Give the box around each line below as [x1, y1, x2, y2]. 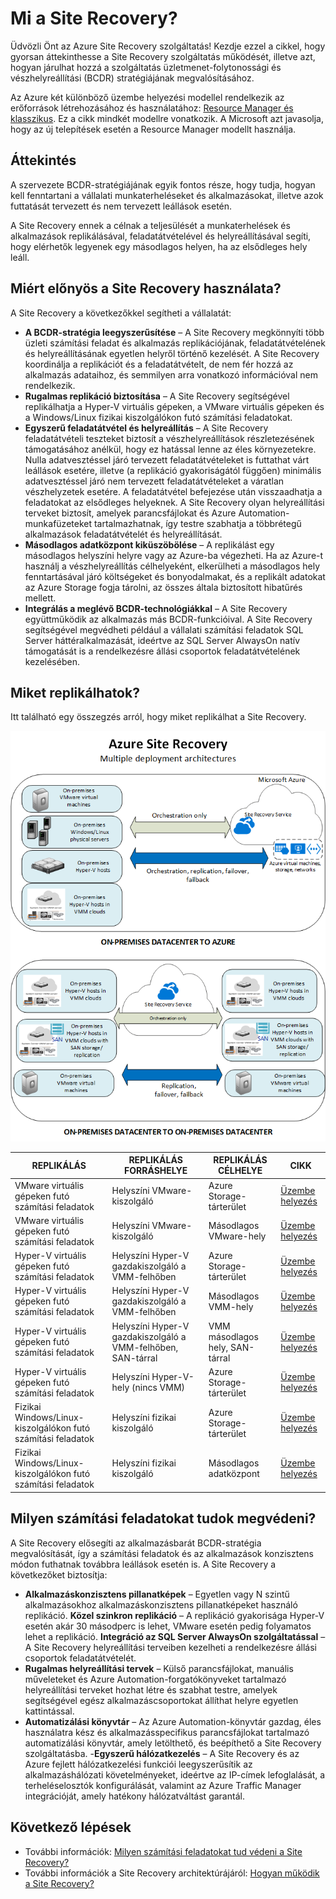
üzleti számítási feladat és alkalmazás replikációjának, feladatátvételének [24, 337, 326, 349]
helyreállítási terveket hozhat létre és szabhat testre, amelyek [24, 1683, 278, 1696]
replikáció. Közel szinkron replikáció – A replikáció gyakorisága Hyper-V [24, 1609, 325, 1621]
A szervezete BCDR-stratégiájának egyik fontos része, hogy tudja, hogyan [10, 178, 316, 191]
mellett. [24, 592, 57, 604]
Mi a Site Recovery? [10, 7, 178, 30]
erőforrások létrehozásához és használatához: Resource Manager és [10, 102, 294, 114]
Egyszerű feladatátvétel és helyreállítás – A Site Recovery [24, 422, 269, 434]
